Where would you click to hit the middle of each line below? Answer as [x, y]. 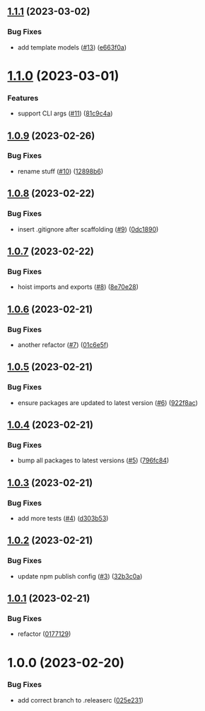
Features [23, 98]
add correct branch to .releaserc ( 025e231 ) [80, 700]
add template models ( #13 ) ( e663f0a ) [72, 47]
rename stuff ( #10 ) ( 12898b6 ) [60, 171]
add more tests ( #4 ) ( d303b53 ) [63, 518]
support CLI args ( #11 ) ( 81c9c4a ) [65, 113]
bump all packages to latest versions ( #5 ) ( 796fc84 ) [93, 460]
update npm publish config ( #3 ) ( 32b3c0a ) [80, 576]
